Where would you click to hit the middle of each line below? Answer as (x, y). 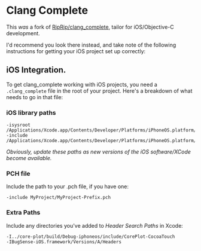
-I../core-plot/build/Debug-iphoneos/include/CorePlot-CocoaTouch (91, 237)
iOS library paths (31, 112)
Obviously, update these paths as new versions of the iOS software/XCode (99, 152)
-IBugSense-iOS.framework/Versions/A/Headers (64, 242)
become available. (29, 158)
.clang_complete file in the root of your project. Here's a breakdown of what (99, 91)
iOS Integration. (36, 70)
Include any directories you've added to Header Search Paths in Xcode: (95, 225)
